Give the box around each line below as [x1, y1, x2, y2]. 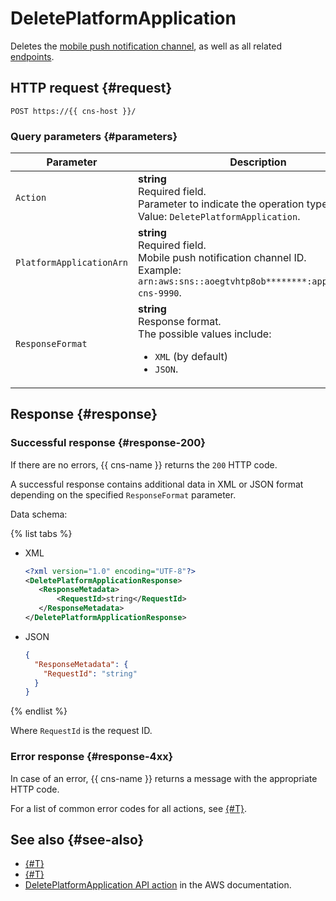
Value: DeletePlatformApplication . [138, 210, 301, 224]
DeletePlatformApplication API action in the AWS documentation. [24, 879, 292, 891]
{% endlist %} [10, 705, 68, 717]
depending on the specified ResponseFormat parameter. [10, 488, 237, 501]
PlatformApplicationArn [15, 257, 129, 269]
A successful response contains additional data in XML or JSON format [10, 478, 304, 490]
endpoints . [10, 50, 55, 62]
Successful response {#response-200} [10, 436, 206, 450]
